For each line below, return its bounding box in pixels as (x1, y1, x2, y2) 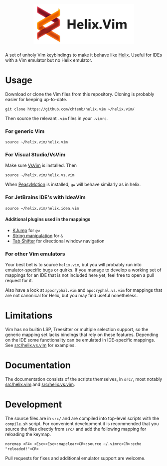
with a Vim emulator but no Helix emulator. (5, 57, 92, 63)
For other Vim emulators (5, 250, 66, 257)
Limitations (5, 310, 53, 321)
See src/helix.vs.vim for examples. (5, 343, 76, 349)
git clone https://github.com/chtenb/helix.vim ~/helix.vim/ (5, 107, 135, 112)
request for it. (5, 278, 33, 284)
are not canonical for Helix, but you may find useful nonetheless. (5, 293, 138, 299)
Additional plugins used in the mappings (5, 216, 91, 223)
